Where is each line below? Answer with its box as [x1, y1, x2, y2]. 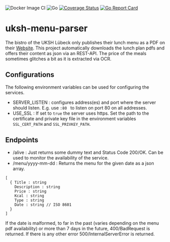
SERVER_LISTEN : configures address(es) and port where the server [12, 99, 156, 105]
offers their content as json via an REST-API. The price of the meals [5, 50, 147, 56]
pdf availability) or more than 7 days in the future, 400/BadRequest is [5, 225, 150, 231]
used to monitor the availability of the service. [12, 154, 109, 160]
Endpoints [5, 136, 39, 145]
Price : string [14, 189, 47, 194]
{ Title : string [10, 180, 47, 185]
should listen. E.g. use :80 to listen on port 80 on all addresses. [12, 104, 147, 111]
